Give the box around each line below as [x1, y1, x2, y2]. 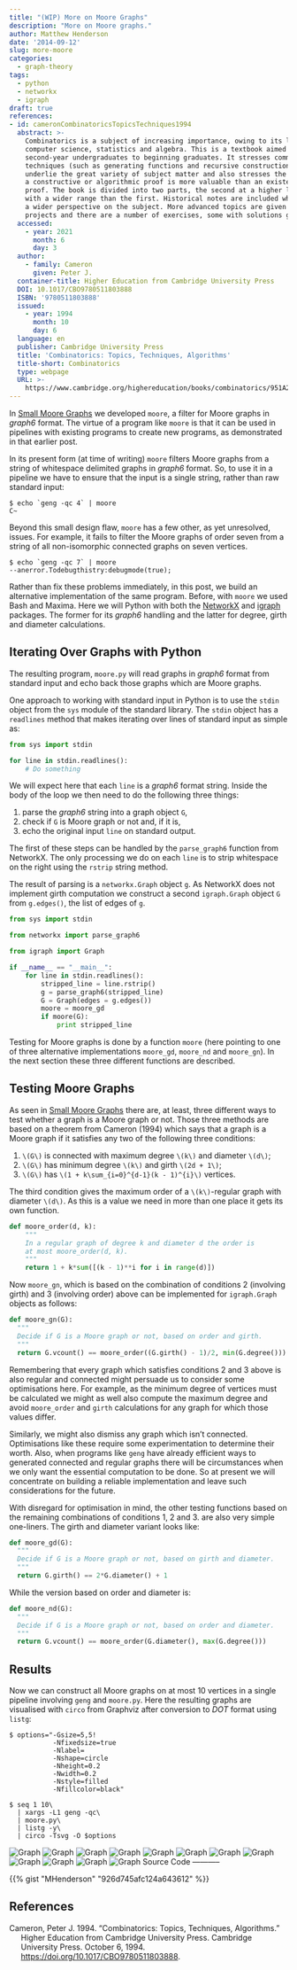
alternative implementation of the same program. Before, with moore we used [9, 591, 288, 601]
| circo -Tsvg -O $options [17, 1832, 117, 1841]
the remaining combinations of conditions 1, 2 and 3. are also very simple [9, 1512, 276, 1522]
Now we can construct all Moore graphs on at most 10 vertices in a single [9, 1686, 277, 1696]
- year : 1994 [25, 309, 73, 319]
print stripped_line [56, 1021, 133, 1030]
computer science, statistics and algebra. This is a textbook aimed [25, 144, 287, 153]
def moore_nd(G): [9, 1604, 73, 1613]
